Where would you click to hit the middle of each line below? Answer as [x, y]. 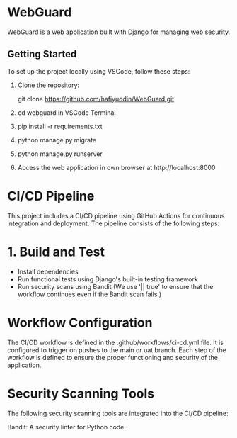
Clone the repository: [48, 85]
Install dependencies [48, 271]
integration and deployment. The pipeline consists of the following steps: [114, 223]
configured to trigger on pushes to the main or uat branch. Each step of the [117, 350]
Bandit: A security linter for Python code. [67, 427]
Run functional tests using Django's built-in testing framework [108, 279]
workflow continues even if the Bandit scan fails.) [89, 294]
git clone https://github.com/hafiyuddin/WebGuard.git [96, 99]
